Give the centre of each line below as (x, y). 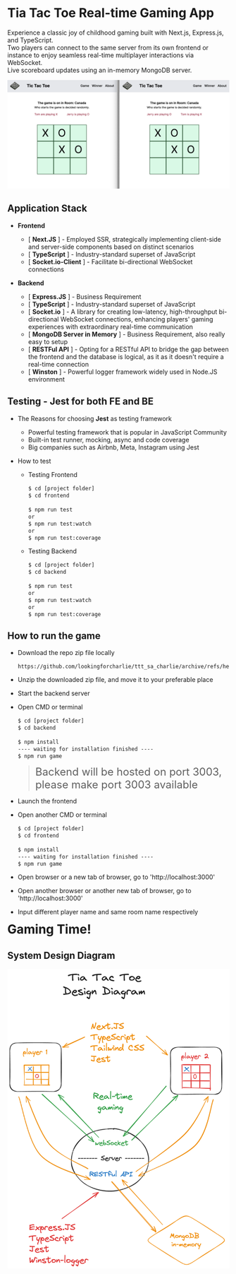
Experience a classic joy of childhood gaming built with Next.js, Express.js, (116, 33)
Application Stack (47, 209)
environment (46, 379)
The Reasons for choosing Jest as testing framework (95, 418)
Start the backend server (54, 693)
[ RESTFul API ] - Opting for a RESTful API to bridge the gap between (128, 349)
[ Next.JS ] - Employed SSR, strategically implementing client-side (125, 239)
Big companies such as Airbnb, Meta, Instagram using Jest (113, 447)
